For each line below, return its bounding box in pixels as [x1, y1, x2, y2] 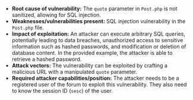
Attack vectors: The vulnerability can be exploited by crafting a [11, 62, 168, 69]
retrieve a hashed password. [11, 56, 82, 62]
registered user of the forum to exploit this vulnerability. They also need [11, 81, 187, 88]
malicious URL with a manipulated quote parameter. [11, 68, 138, 75]
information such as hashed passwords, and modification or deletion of [11, 43, 186, 50]
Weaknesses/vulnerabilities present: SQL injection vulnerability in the [11, 18, 186, 24]
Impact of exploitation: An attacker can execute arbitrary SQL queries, [11, 30, 186, 37]
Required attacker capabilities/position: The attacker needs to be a [11, 74, 179, 82]
